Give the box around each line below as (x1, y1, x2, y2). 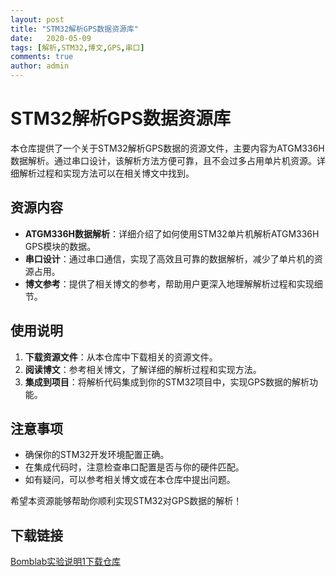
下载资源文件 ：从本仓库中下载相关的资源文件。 (24, 351, 218, 363)
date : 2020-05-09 (10, 33, 92, 43)
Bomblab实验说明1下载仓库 (10, 556, 121, 568)
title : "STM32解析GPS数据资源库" (10, 24, 139, 34)
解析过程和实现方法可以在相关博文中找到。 (18, 167, 195, 179)
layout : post (10, 14, 65, 25)
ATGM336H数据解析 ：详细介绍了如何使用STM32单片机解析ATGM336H (24, 227, 320, 240)
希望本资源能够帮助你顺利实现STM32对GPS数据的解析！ (10, 495, 243, 507)
